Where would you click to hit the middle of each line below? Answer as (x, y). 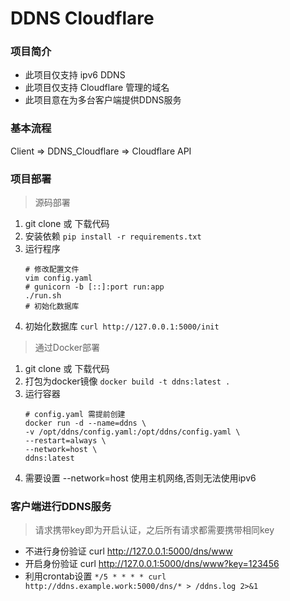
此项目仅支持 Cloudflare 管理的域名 (97, 88)
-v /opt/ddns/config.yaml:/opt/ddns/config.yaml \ (132, 432)
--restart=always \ (65, 441)
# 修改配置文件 (52, 270)
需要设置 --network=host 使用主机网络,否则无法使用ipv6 (140, 478)
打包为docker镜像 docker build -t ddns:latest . (127, 381)
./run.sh (43, 296)
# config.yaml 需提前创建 (75, 415)
